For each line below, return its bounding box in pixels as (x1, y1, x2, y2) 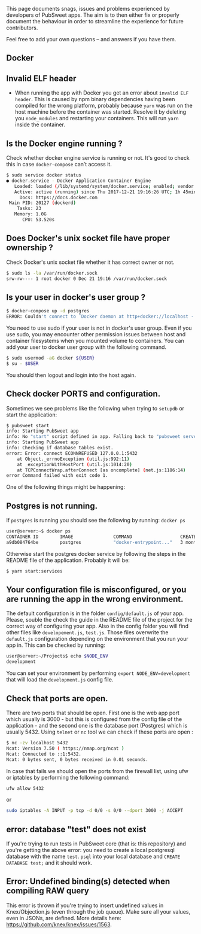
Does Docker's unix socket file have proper (6, 233, 170, 244)
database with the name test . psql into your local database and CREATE (6, 853, 181, 860)
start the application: (6, 411, 57, 418)
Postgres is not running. (6, 501, 98, 511)
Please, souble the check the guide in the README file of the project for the (6, 616, 193, 623)
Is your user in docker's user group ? (6, 292, 146, 302)
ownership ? (6, 242, 54, 253)
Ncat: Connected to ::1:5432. (6, 751, 82, 757)
